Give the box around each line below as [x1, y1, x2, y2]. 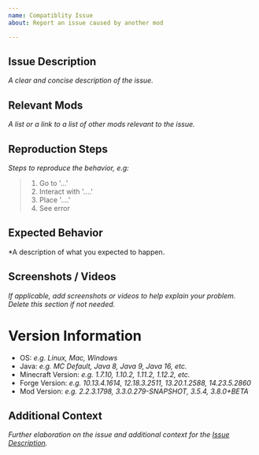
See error [39, 203, 71, 213]
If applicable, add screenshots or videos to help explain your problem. [8, 290, 236, 300]
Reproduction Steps [8, 142, 108, 156]
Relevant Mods [8, 98, 83, 112]
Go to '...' [39, 178, 68, 187]
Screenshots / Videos [8, 270, 117, 283]
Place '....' [39, 194, 71, 205]
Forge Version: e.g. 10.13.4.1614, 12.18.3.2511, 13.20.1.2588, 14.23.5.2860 [19, 378, 252, 387]
